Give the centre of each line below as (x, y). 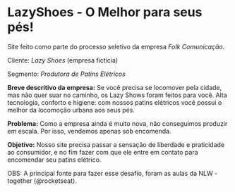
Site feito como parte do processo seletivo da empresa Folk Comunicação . (116, 46)
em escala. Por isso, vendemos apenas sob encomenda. (89, 131)
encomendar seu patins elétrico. (54, 160)
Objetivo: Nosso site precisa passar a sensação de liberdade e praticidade (116, 144)
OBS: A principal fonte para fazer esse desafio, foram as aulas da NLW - (113, 173)
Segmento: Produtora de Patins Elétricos (66, 74)
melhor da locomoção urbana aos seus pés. (71, 110)
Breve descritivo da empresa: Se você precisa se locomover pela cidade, (115, 87)
